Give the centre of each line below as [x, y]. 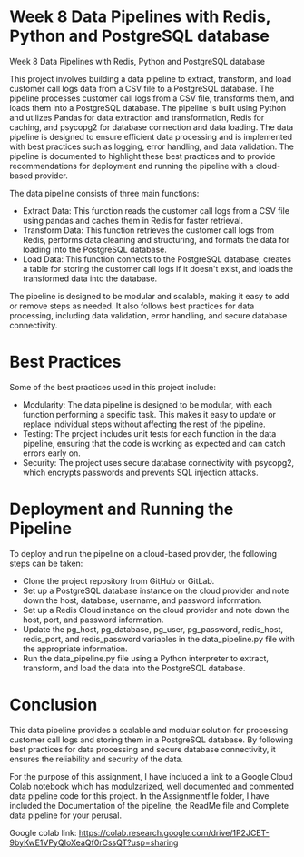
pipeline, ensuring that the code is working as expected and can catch [154, 443]
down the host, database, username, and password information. [142, 600]
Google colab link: [43, 832]
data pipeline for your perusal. [66, 815]
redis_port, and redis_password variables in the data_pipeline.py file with [158, 639]
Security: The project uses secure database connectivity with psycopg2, [158, 462]
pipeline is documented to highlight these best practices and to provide [142, 156]
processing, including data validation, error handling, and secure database [148, 315]
